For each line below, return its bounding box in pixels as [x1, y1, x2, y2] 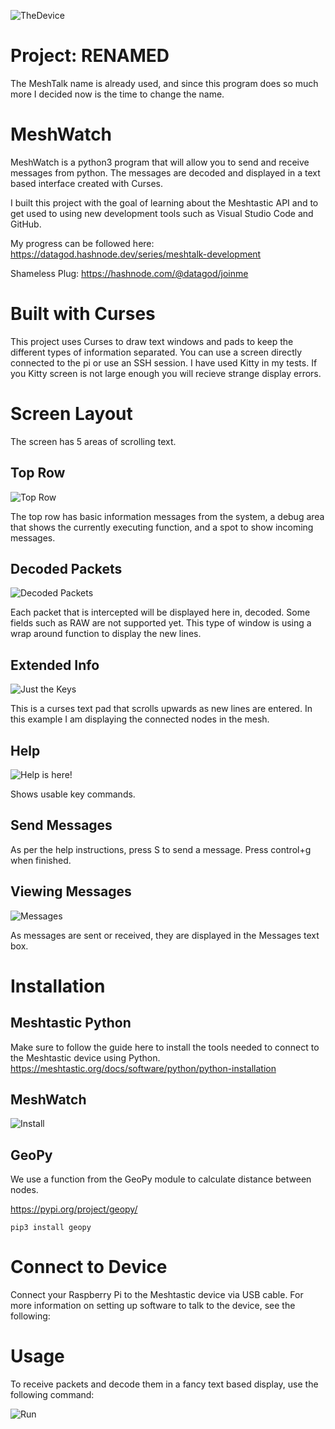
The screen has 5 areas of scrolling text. [10, 435, 177, 447]
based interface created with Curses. [10, 177, 164, 189]
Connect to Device [10, 1256, 168, 1279]
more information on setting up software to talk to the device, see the [10, 1300, 296, 1312]
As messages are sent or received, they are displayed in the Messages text [10, 929, 320, 941]
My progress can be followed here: [10, 237, 155, 249]
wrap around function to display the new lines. [10, 628, 202, 640]
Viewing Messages [10, 883, 132, 900]
